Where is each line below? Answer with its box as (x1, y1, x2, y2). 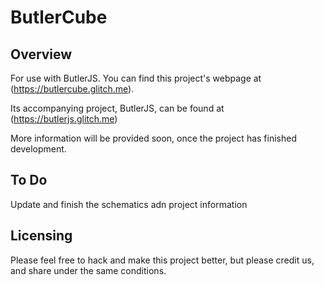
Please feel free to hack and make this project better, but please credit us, (10, 254, 315, 266)
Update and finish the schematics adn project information (10, 198, 248, 210)
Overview (10, 46, 73, 63)
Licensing (10, 227, 73, 245)
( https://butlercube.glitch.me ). (10, 83, 135, 95)
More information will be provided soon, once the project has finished (10, 132, 297, 144)
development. (10, 143, 67, 155)
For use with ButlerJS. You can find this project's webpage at (10, 72, 262, 84)
